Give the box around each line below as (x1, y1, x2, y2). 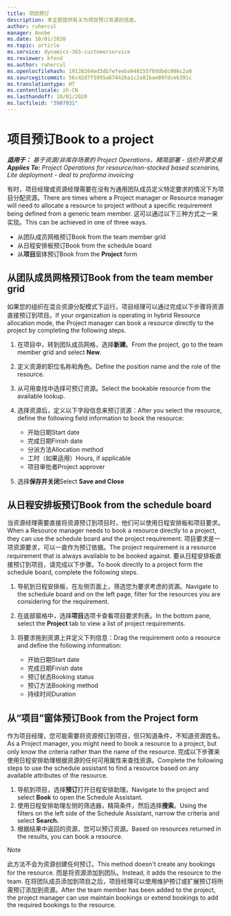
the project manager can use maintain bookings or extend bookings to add (7, 893, 219, 902)
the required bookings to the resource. (7, 901, 116, 909)
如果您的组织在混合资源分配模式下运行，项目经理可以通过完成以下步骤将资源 (7, 302, 224, 311)
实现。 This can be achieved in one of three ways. (7, 218, 148, 226)
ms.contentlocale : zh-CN (7, 87, 78, 94)
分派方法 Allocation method (27, 445, 104, 453)
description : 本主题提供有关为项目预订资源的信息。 (7, 17, 140, 23)
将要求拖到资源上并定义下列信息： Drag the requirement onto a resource (16, 634, 221, 642)
